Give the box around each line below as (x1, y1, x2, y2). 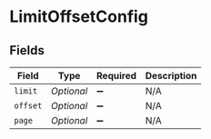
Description (145, 70, 197, 82)
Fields (9, 43, 45, 58)
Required (96, 70, 137, 82)
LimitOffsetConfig (9, 6, 148, 27)
